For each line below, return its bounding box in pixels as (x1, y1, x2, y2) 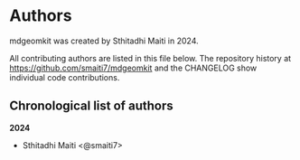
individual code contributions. (9, 71, 120, 82)
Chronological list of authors (9, 99, 173, 114)
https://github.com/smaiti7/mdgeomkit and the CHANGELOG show (9, 62, 258, 73)
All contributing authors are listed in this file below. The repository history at (9, 52, 292, 63)
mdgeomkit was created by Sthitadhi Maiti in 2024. (9, 35, 199, 46)
